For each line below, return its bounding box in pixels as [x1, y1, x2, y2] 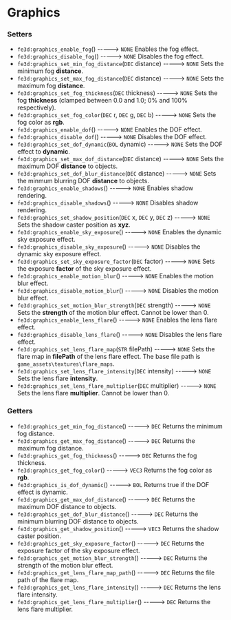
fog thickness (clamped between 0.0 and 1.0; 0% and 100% [16, 96, 188, 105]
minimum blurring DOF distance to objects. [16, 517, 139, 525]
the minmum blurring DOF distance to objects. [16, 177, 149, 185]
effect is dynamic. [16, 488, 69, 496]
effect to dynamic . [16, 147, 70, 156]
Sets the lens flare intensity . [16, 374, 98, 383]
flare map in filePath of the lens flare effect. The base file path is [16, 353, 201, 361]
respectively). [16, 103, 56, 112]
